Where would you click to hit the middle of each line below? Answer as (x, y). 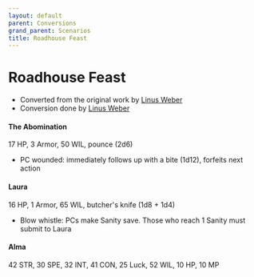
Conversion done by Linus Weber (75, 108)
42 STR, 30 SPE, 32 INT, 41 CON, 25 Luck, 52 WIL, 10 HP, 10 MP (114, 264)
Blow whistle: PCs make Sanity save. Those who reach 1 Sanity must (133, 220)
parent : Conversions (43, 23)
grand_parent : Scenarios (50, 30)
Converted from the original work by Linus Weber (101, 100)
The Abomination (38, 126)
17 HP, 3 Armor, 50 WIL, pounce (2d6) (71, 144)
